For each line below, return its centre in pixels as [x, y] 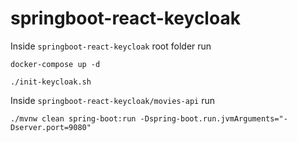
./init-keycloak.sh [51, 82]
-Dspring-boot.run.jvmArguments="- [213, 118]
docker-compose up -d [55, 64]
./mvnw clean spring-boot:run [73, 118]
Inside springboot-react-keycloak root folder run [111, 46]
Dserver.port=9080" [51, 127]
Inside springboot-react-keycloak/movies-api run [112, 100]
